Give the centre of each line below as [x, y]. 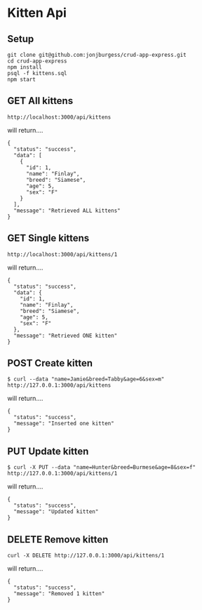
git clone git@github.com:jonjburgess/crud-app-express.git [97, 55]
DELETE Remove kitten [58, 539]
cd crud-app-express [38, 61]
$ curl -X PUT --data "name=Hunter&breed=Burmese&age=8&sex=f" [102, 468]
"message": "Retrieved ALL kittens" [67, 211]
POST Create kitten [50, 363]
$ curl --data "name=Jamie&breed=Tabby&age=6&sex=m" [86, 379]
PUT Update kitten [48, 451]
